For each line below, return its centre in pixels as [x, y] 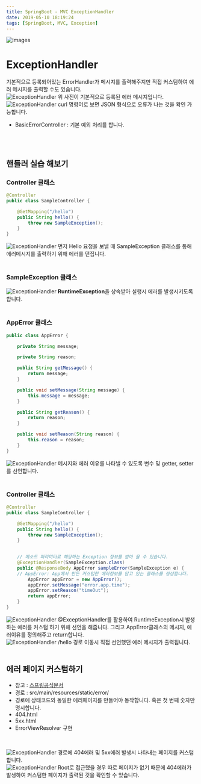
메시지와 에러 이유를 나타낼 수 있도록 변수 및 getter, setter [125, 463]
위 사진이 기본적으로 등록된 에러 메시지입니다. [111, 97]
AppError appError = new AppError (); [75, 579]
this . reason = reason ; [56, 440]
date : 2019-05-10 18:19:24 [40, 17]
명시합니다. [28, 708]
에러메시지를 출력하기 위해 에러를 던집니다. [56, 254]
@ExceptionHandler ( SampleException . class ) [71, 563]
